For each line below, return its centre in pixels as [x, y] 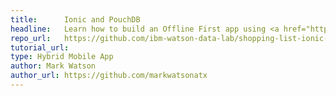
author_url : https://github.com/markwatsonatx [109, 76]
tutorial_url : [40, 47]
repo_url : [31, 38]
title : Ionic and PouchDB [75, 19]
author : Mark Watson [53, 66]
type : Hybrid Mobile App [62, 57]
